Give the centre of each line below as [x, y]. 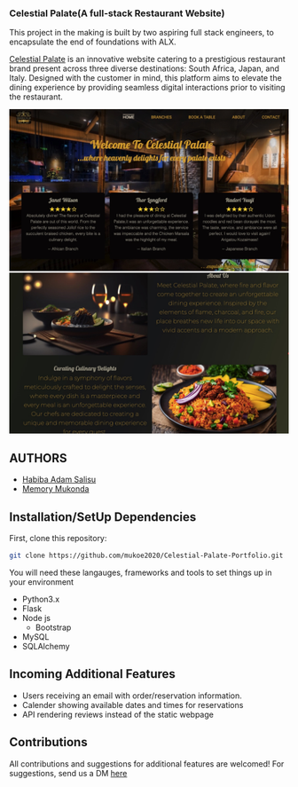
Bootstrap [53, 627]
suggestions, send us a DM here [68, 773]
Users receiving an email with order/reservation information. [132, 696]
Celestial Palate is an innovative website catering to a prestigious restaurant [147, 59]
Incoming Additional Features [92, 674]
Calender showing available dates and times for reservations [133, 704]
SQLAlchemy [46, 647]
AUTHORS [39, 458]
